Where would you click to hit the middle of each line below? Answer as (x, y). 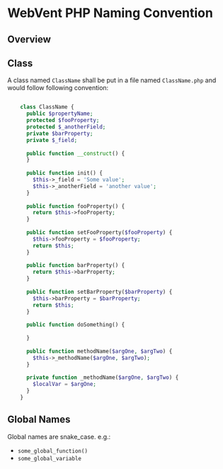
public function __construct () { (75, 153)
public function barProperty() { (75, 265)
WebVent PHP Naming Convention (110, 13)
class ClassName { (47, 107)
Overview (29, 39)
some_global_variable (49, 458)
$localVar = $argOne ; (65, 385)
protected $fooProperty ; (63, 121)
